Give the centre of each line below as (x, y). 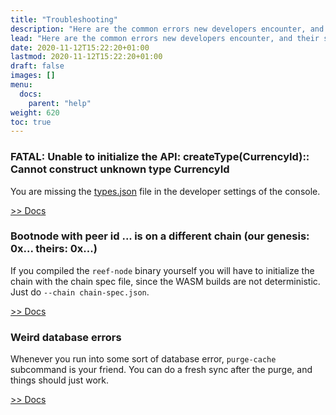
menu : (21, 85)
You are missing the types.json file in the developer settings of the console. (165, 191)
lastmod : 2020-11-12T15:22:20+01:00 (86, 57)
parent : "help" (60, 103)
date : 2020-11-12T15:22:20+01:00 (80, 47)
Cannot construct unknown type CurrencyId (120, 169)
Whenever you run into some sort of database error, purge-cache (143, 359)
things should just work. (60, 380)
